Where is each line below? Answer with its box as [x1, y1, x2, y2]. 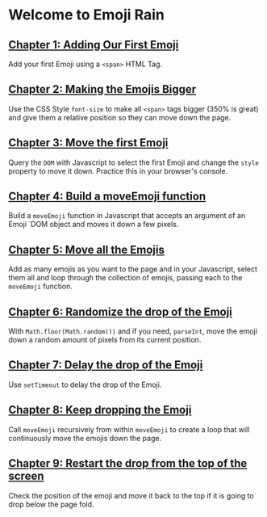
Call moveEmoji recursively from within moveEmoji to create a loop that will [8, 424, 250, 434]
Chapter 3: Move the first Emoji [8, 136, 169, 150]
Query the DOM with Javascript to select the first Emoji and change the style [8, 158, 260, 167]
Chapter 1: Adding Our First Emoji [8, 38, 179, 52]
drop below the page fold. [8, 499, 94, 509]
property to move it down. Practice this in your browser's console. [8, 166, 228, 175]
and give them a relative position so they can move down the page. [8, 112, 232, 122]
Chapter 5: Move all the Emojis [8, 242, 165, 256]
